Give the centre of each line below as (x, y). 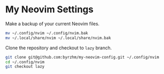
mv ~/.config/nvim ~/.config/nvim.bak (47, 33)
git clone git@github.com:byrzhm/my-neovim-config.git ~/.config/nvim (82, 57)
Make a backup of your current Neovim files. (53, 24)
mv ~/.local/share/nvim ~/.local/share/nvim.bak (58, 38)
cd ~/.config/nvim (25, 62)
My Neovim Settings (49, 10)
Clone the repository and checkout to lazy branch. (58, 48)
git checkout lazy (25, 67)
